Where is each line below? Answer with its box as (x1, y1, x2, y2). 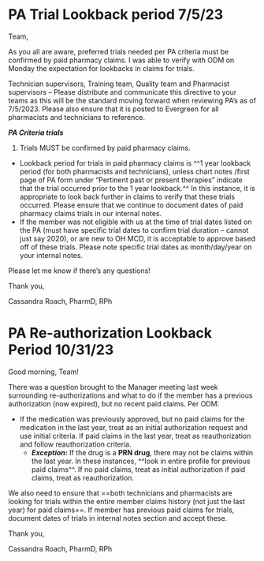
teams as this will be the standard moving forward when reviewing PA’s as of (8, 95, 256, 105)
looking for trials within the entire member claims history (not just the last (8, 496, 246, 506)
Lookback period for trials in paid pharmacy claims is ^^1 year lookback (19, 158, 251, 167)
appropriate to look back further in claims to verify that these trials (19, 192, 235, 201)
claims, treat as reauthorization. (31, 473, 135, 482)
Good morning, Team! (8, 367, 79, 376)
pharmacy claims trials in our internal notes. (19, 208, 162, 218)
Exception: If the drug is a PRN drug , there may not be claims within (31, 447, 254, 457)
